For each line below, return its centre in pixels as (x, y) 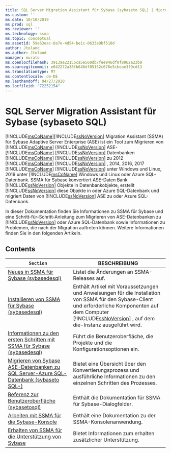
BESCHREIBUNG (118, 264)
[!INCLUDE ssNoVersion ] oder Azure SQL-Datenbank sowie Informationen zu (85, 222)
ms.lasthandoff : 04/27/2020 (35, 81)
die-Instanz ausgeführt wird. (107, 325)
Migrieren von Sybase (34, 361)
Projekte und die (93, 343)
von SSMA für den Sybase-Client (113, 299)
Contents (20, 249)
